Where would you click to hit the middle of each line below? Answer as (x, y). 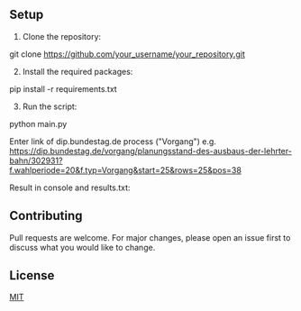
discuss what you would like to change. (82, 247)
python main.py (38, 123)
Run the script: (50, 106)
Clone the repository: (62, 36)
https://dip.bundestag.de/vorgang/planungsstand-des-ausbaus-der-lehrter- (151, 151)
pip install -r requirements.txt (63, 88)
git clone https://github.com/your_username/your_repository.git (127, 54)
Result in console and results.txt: (70, 188)
